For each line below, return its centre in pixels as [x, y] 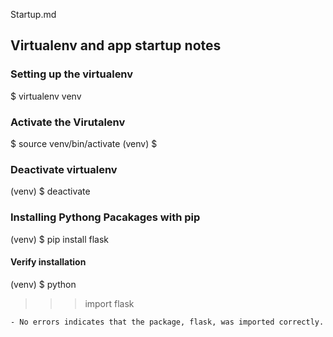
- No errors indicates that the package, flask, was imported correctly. [167, 322]
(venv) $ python [43, 284]
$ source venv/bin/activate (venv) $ [84, 143]
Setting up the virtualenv [72, 74]
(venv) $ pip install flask [60, 239]
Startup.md [33, 14]
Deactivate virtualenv [64, 169]
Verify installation [48, 262]
